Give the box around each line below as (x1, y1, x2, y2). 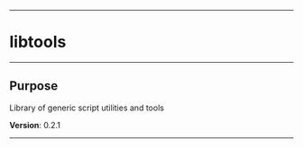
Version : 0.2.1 (9, 119, 61, 130)
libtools (9, 32, 67, 52)
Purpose (9, 78, 59, 94)
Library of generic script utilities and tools (9, 102, 165, 113)
